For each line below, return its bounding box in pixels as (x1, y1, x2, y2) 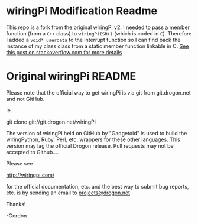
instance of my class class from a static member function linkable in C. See (6, 43, 189, 50)
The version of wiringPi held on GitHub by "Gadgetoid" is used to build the (6, 129, 187, 137)
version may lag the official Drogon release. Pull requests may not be (6, 142, 174, 149)
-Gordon (6, 212, 27, 219)
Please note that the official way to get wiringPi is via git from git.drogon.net (6, 89, 191, 96)
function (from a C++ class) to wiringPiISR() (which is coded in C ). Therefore (6, 30, 192, 37)
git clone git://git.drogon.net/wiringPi (6, 118, 96, 125)
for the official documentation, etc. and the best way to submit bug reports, (6, 183, 189, 190)
